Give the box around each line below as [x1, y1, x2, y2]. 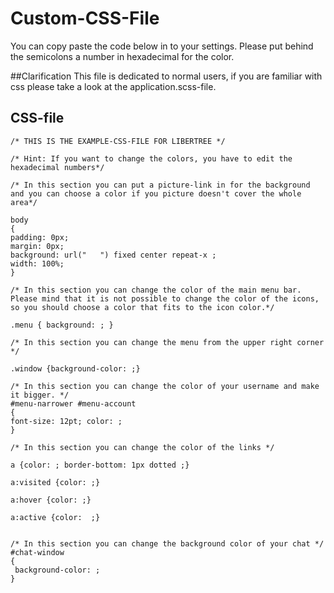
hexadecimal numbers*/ [10, 162, 105, 172]
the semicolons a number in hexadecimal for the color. [10, 50, 235, 62]
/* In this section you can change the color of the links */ [10, 442, 275, 452]
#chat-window [10, 547, 65, 557]
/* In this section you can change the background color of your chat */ [10, 538, 325, 549]
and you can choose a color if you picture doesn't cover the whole [10, 188, 302, 199]
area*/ [10, 197, 38, 207]
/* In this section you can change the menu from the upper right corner [10, 337, 325, 347]
